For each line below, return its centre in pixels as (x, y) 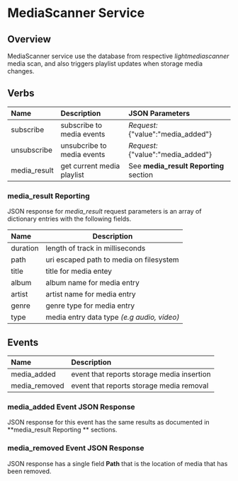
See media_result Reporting (176, 166)
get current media (90, 166)
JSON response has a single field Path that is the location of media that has (118, 463)
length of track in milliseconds (96, 248)
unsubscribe (32, 150)
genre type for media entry (90, 306)
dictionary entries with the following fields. (69, 219)
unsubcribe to (84, 145)
